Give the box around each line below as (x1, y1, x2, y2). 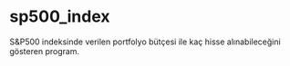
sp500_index (9, 6, 111, 27)
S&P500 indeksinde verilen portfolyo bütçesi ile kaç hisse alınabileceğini (9, 36, 281, 47)
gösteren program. (9, 45, 80, 56)
